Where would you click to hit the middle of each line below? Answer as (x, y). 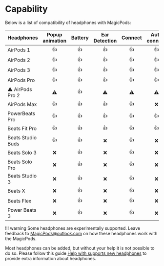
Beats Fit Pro (22, 129)
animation (55, 41)
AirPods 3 (19, 70)
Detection (105, 41)
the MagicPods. (21, 239)
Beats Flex (20, 201)
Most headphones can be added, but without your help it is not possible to (80, 248)
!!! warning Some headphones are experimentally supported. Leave (73, 228)
